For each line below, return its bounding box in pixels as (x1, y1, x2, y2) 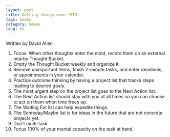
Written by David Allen (6, 40, 53, 46)
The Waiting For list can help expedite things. (13, 104, 109, 111)
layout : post (6, 7, 34, 13)
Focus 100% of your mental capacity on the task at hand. (13, 126, 134, 132)
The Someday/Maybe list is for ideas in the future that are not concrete (13, 110, 163, 116)
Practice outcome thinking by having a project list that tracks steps (13, 77, 154, 84)
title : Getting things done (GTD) (6, 12, 80, 17)
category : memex (6, 21, 40, 27)
